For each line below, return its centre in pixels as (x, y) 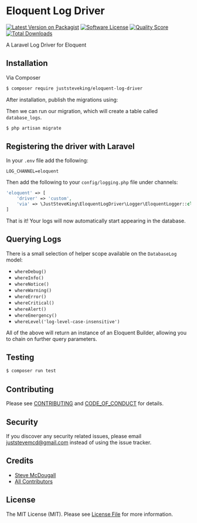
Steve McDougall (35, 475)
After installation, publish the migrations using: (62, 100)
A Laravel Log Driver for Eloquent (46, 45)
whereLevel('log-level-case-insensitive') (67, 322)
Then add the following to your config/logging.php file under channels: (92, 182)
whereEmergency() (36, 315)
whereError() (30, 297)
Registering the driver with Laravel (70, 146)
